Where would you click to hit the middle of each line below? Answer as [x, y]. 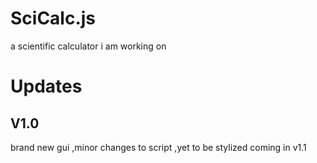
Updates [46, 86]
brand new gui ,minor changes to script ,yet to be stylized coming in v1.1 [158, 147]
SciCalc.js [53, 18]
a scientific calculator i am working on [88, 46]
